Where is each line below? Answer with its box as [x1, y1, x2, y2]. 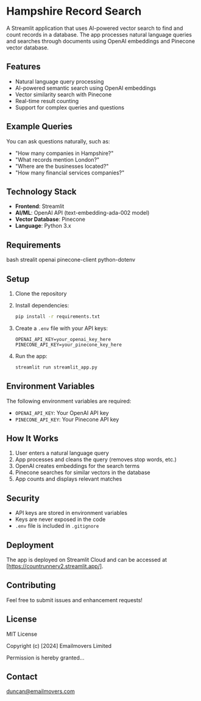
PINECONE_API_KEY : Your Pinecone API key [15, 415, 119, 423]
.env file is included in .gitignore [15, 522, 99, 530]
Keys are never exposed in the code [15, 516, 106, 523]
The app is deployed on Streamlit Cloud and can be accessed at [6, 556, 167, 563]
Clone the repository [15, 290, 67, 297]
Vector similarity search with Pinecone [15, 90, 112, 98]
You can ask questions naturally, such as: [6, 137, 110, 145]
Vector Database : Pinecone [15, 215, 85, 223]
